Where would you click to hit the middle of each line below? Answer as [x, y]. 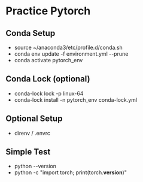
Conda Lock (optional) [48, 79]
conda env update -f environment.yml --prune [71, 54]
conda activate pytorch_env [48, 60]
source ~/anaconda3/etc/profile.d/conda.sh [69, 47]
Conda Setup [31, 33]
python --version [35, 166]
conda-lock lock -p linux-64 [49, 93]
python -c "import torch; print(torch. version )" [70, 172]
